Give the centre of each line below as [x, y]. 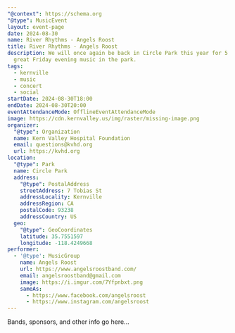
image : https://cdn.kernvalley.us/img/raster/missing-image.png [103, 118]
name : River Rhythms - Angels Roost [61, 40]
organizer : [23, 125]
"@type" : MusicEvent [38, 20]
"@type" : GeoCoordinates [56, 230]
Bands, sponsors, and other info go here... [68, 322]
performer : [23, 250]
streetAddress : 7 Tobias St [61, 191]
